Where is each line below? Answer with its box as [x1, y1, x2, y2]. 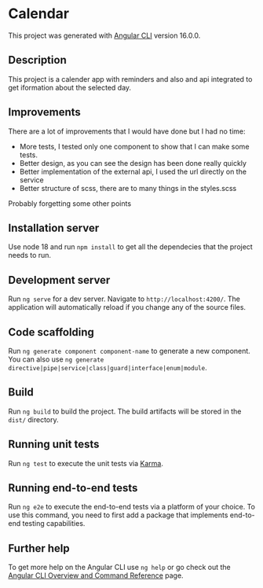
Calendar [8, 5, 69, 23]
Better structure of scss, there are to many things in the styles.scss [19, 183, 237, 193]
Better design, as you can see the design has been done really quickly [19, 158, 247, 167]
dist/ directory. [8, 414, 59, 424]
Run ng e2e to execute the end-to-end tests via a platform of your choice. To [8, 502, 256, 512]
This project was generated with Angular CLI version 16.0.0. [8, 31, 201, 40]
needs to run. [8, 251, 52, 260]
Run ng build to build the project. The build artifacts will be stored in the [8, 406, 242, 416]
